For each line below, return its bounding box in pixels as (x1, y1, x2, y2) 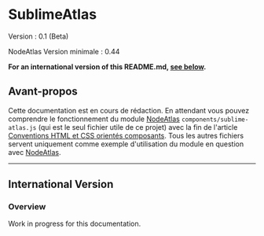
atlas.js (8, 124, 37, 131)
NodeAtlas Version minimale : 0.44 (8, 46, 120, 56)
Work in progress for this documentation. (8, 219, 141, 229)
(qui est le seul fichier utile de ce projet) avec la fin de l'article (38, 122, 238, 131)
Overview (8, 201, 46, 212)
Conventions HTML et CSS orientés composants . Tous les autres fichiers (8, 131, 244, 140)
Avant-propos (8, 85, 79, 98)
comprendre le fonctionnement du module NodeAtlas (8, 114, 181, 124)
